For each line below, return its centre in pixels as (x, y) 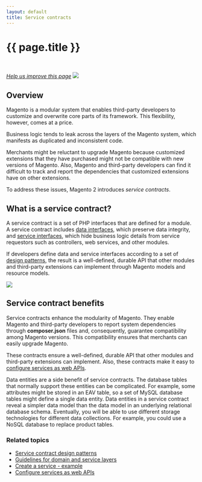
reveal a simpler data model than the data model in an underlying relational (99, 405)
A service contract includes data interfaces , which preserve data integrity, (98, 230)
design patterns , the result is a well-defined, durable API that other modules (100, 260)
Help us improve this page (39, 77)
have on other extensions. (39, 178)
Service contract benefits (55, 303)
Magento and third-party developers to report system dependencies (91, 324)
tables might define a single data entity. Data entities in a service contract (97, 399)
